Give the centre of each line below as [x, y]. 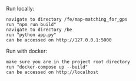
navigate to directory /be [39, 30]
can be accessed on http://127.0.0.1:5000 [59, 40]
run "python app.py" [31, 35]
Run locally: [20, 9]
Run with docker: [26, 51]
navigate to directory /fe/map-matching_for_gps [67, 20]
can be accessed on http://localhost [52, 72]
